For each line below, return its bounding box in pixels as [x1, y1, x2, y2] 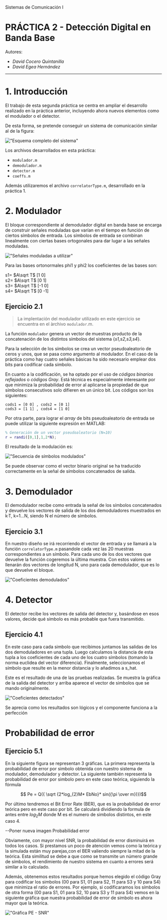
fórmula [5, 781, 21, 787]
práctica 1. [5, 188, 26, 194]
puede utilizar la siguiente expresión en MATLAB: [5, 420, 106, 426]
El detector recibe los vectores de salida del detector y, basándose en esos [5, 611, 159, 617]
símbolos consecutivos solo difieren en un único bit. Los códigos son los [5, 387, 154, 393]
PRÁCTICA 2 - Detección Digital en [5, 22, 151, 33]
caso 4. [5, 818, 21, 824]
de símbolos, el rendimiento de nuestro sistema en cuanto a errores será [5, 858, 154, 865]
